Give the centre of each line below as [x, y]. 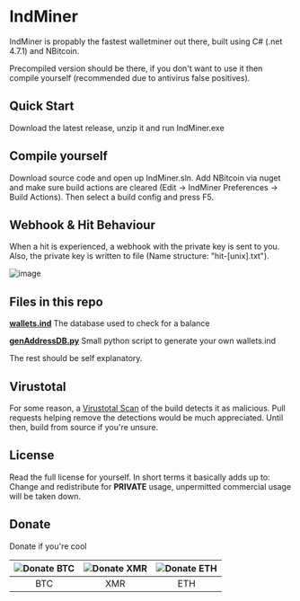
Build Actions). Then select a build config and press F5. [111, 197]
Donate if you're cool [48, 546]
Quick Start [42, 106]
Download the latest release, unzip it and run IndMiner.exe [117, 128]
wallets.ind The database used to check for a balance [110, 323]
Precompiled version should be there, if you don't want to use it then [136, 68]
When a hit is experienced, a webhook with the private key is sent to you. [145, 247]
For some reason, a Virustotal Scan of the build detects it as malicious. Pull [147, 408]
